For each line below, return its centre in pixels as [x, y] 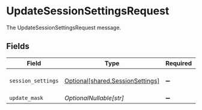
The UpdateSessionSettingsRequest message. [64, 27]
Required [179, 63]
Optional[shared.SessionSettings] [112, 81]
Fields [18, 46]
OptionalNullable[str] [94, 98]
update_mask [26, 98]
